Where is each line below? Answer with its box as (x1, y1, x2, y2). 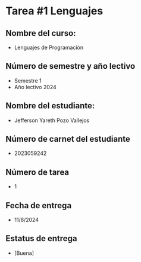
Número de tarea (5, 167, 70, 177)
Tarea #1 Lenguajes (5, 4, 104, 18)
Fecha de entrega (5, 200, 72, 211)
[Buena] (14, 249, 34, 257)
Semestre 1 (14, 77, 42, 84)
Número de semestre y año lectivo (5, 61, 136, 71)
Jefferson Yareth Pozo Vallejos (14, 117, 90, 124)
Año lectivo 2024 (14, 83, 57, 90)
